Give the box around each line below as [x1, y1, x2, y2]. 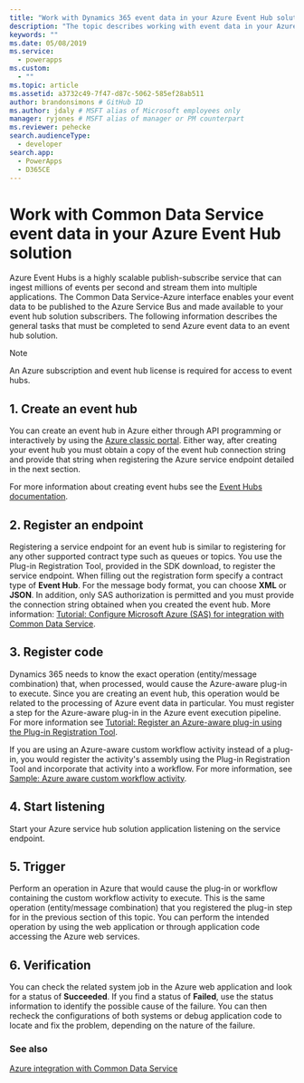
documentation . [9, 491, 69, 502]
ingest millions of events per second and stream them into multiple [9, 282, 258, 293]
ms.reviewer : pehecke [9, 123, 91, 132]
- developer [17, 140, 63, 149]
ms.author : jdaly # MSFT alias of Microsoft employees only [9, 106, 242, 115]
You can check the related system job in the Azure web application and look [9, 981, 292, 992]
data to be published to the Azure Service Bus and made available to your [9, 301, 283, 313]
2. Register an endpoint [9, 517, 144, 533]
